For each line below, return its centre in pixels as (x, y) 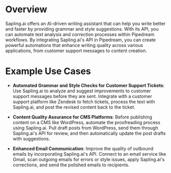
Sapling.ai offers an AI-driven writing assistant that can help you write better (86, 23)
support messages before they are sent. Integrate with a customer (82, 96)
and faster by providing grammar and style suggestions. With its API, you (82, 29)
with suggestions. (31, 138)
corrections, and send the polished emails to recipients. (71, 165)
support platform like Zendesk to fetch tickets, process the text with (84, 102)
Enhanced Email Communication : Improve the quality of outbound (83, 149)
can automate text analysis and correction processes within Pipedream (80, 34)
